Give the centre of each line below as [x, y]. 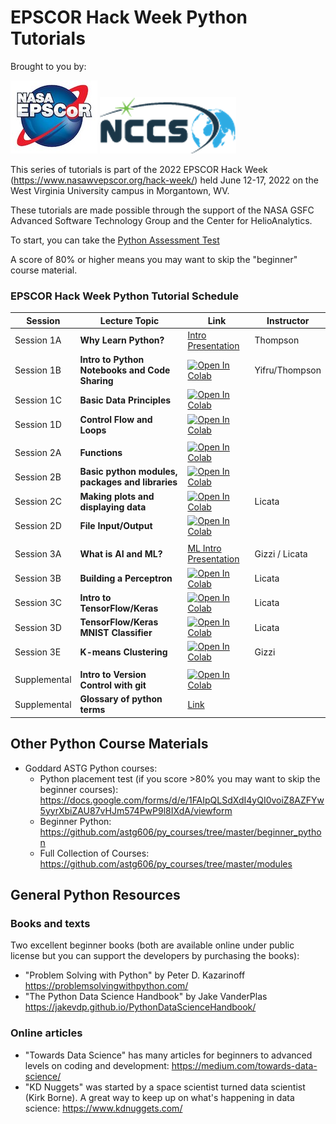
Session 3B [38, 578]
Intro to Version [113, 674]
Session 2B [38, 477]
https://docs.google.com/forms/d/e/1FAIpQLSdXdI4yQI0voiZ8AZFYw [182, 800]
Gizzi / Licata [281, 553]
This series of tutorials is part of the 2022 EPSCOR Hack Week [139, 169]
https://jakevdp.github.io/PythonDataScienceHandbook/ [140, 1007]
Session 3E [38, 652]
